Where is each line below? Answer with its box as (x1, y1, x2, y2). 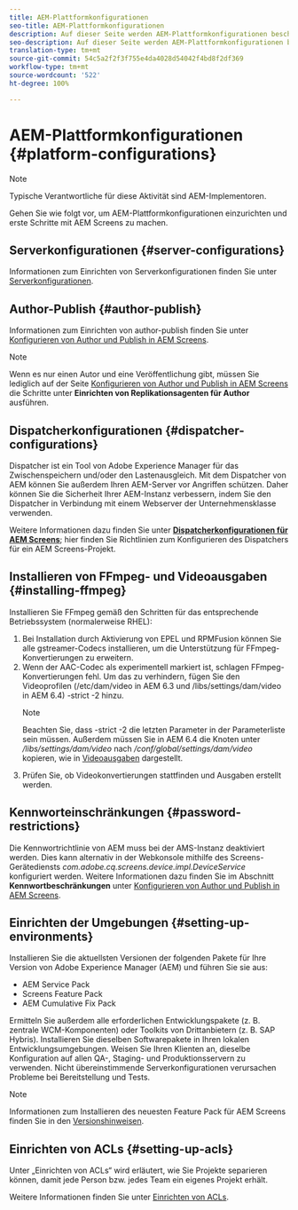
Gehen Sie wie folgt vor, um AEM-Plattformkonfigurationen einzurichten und (9, 208, 287, 218)
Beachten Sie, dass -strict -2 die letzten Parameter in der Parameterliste (21, 724, 286, 735)
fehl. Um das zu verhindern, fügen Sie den (85, 671, 240, 682)
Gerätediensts (9, 861, 60, 872)
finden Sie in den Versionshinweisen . (9, 1116, 145, 1127)
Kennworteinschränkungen (9, 805, 164, 820)
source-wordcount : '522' (9, 71, 101, 80)
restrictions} (9, 819, 81, 834)
